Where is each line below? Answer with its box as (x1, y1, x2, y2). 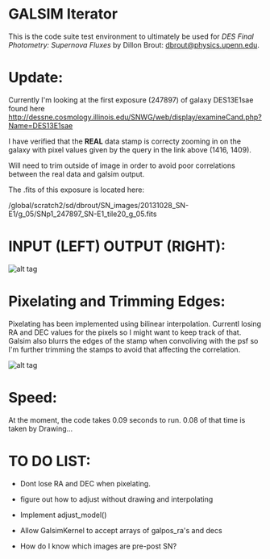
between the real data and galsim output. (8, 169, 145, 178)
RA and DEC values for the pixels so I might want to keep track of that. (8, 327, 242, 337)
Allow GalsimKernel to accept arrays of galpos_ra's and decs (19, 525, 223, 535)
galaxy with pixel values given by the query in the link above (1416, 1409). (8, 144, 252, 154)
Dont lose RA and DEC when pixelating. (19, 478, 151, 488)
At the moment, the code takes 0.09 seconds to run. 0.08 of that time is (8, 415, 246, 424)
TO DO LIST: (8, 452, 91, 470)
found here (8, 103, 45, 113)
